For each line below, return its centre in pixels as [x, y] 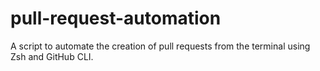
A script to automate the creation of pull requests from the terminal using [160, 46]
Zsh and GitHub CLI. [52, 56]
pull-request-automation [116, 18]
